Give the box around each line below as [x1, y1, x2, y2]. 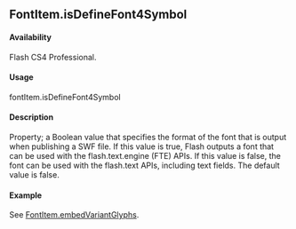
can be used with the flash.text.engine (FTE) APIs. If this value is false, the [9, 151, 282, 161]
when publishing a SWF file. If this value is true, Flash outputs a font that [9, 141, 274, 152]
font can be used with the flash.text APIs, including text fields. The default [9, 160, 280, 170]
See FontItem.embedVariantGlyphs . [9, 209, 140, 220]
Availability [9, 31, 52, 43]
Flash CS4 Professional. [9, 51, 97, 62]
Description [9, 112, 54, 122]
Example [9, 190, 43, 201]
